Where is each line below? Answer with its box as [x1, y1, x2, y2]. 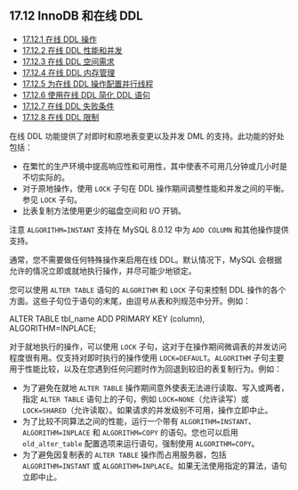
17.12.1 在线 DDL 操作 [21, 34, 98, 45]
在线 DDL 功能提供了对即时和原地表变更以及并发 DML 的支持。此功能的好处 [9, 130, 285, 141]
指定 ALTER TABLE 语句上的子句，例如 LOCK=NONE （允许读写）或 [21, 393, 249, 404]
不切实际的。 [21, 172, 69, 183]
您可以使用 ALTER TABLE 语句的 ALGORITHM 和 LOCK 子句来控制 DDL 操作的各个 [9, 284, 286, 295]
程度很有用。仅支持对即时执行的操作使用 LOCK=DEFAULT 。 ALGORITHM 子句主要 [9, 352, 285, 363]
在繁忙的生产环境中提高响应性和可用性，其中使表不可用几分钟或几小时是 [21, 160, 287, 171]
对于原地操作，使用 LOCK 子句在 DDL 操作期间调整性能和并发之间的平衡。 [21, 183, 289, 193]
